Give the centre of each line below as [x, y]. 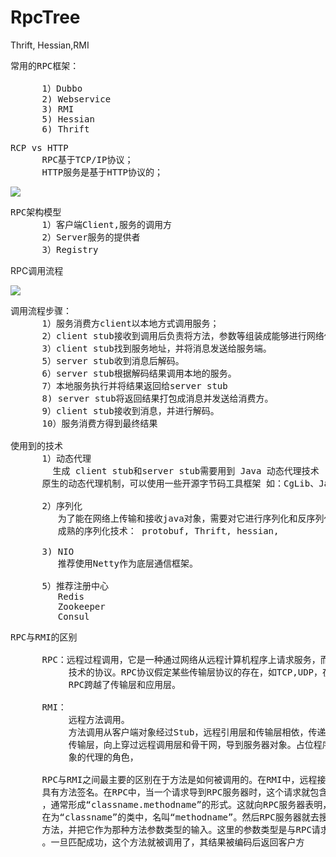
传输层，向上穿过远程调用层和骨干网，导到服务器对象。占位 [191, 744]
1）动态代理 [66, 458]
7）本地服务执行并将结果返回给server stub [134, 385]
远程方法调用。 [99, 719]
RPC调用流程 [37, 270]
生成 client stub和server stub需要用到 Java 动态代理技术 [186, 470]
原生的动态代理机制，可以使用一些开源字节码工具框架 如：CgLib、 [180, 483]
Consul [73, 616]
